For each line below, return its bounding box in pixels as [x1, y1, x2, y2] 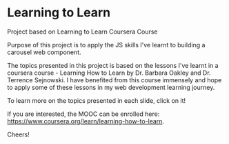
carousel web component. [7, 48, 81, 56]
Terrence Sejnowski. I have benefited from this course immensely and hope [7, 75, 222, 84]
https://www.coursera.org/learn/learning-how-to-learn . [7, 117, 164, 125]
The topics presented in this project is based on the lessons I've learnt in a [7, 61, 219, 69]
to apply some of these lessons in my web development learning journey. [7, 83, 215, 91]
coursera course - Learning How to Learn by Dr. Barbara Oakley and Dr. [7, 69, 212, 77]
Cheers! [7, 130, 30, 139]
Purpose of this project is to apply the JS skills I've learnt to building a [7, 40, 206, 49]
